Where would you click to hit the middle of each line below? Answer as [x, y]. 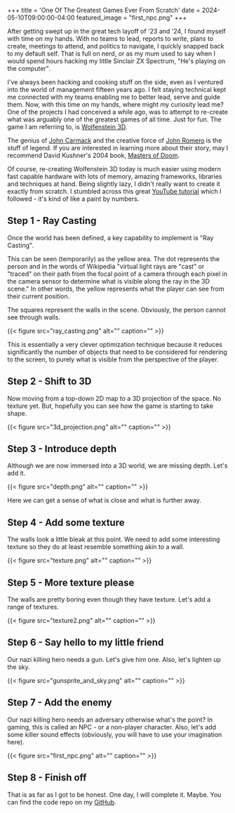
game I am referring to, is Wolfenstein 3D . [67, 127]
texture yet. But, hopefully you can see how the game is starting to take [110, 406]
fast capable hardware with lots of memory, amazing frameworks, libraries [115, 176]
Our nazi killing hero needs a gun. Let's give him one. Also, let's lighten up [114, 659]
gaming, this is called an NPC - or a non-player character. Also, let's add [112, 727]
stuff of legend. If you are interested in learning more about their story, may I [118, 148]
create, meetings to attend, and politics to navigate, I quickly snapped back [116, 46]
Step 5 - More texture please [71, 582]
